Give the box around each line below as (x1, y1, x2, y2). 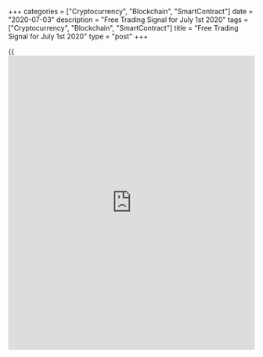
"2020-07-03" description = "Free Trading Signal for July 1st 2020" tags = (8, 15, 249, 24)
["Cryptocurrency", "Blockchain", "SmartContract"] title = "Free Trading (8, 24, 239, 32)
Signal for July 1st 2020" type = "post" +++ (8, 31, 149, 41)
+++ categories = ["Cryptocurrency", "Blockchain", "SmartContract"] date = (8, 7, 254, 16)
